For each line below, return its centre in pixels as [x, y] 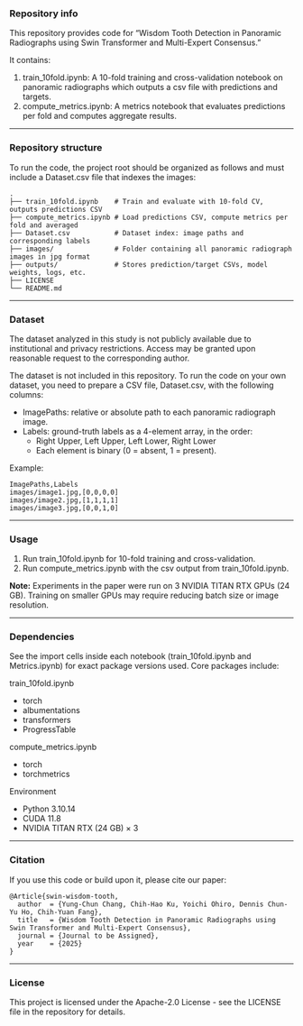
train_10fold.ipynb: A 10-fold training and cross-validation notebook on [152, 78]
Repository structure [56, 148]
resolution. [29, 605]
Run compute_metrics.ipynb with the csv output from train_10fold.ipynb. [156, 568]
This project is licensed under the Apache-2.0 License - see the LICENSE [145, 1003]
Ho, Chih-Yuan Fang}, [62, 912]
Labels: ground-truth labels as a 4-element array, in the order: [138, 431]
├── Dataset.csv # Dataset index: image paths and [127, 233]
